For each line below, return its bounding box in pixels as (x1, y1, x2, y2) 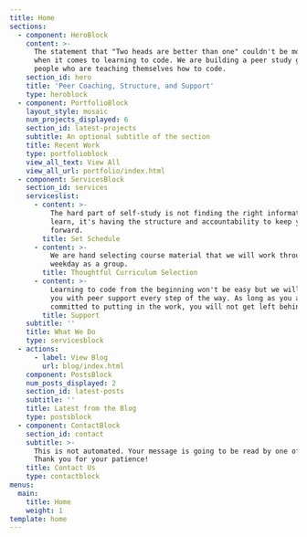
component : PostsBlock (26, 370, 112, 379)
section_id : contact (26, 429, 104, 438)
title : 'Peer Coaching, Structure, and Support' (26, 81, 215, 90)
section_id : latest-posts (26, 387, 125, 396)
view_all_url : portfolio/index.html (26, 166, 166, 175)
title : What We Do (26, 328, 96, 337)
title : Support (42, 311, 101, 320)
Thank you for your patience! (33, 455, 149, 464)
